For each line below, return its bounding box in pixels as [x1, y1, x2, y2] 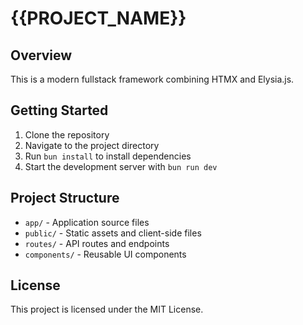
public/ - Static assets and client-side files [24, 227, 202, 239]
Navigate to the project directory [24, 139, 160, 151]
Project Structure [10, 190, 120, 207]
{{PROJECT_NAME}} [10, 7, 187, 30]
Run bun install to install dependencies [24, 150, 192, 162]
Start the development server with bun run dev [24, 160, 218, 172]
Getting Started [10, 102, 109, 119]
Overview [10, 47, 73, 64]
